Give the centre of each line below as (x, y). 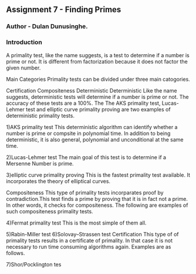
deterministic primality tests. (40, 115)
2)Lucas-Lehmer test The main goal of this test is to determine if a (86, 157)
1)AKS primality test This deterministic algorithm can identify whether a (92, 127)
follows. (16, 253)
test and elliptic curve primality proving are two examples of (98, 109)
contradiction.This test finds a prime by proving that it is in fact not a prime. (97, 199)
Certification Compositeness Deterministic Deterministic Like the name (92, 90)
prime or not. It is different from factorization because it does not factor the (97, 61)
